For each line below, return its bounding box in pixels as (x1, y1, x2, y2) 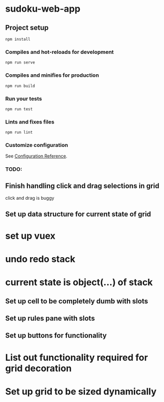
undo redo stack (5, 253, 76, 265)
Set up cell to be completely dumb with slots (5, 297, 148, 305)
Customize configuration (5, 142, 69, 149)
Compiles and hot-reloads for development (5, 48, 114, 55)
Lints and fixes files (5, 118, 55, 125)
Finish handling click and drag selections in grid (5, 181, 159, 190)
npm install (5, 37, 30, 42)
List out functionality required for (5, 352, 148, 363)
